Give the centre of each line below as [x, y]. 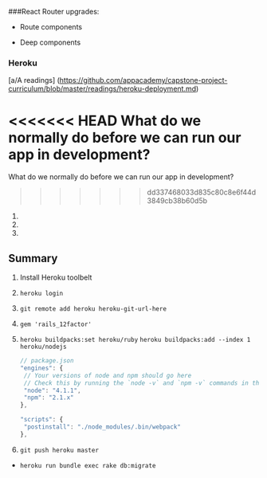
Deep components [50, 42]
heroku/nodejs [43, 347]
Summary [33, 258]
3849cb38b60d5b [177, 201]
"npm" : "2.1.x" [49, 398]
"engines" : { [41, 368]
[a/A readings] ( [34, 80]
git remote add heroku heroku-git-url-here [93, 309]
